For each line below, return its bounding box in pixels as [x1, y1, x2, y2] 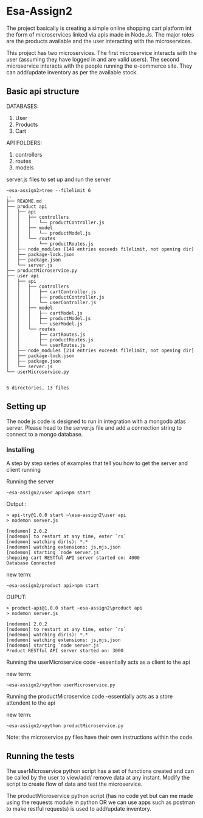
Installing [6, 446, 35, 454]
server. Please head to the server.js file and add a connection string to [6, 424, 182, 431]
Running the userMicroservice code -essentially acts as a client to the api [6, 658, 190, 666]
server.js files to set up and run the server [6, 176, 111, 183]
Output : [6, 500, 27, 507]
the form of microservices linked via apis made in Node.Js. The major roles [6, 30, 194, 38]
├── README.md [6, 198, 43, 204]
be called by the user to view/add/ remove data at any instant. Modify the [6, 774, 190, 781]
